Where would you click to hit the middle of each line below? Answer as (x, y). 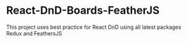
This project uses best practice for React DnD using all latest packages (94, 27)
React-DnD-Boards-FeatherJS (83, 10)
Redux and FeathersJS (34, 33)
